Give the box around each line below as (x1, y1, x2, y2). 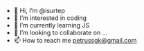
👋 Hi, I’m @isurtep (13, 7, 66, 14)
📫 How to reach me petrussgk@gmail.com (13, 37, 137, 44)
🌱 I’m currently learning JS (13, 21, 90, 29)
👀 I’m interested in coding (13, 14, 87, 22)
